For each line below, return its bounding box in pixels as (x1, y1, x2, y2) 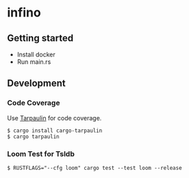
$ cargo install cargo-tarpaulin (7, 127, 103, 134)
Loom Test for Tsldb (7, 149, 75, 159)
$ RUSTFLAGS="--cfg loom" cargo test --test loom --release (7, 164, 183, 171)
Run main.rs (16, 58, 51, 66)
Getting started (7, 32, 74, 44)
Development (7, 78, 66, 89)
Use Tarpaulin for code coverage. (7, 113, 102, 122)
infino (7, 5, 41, 21)
